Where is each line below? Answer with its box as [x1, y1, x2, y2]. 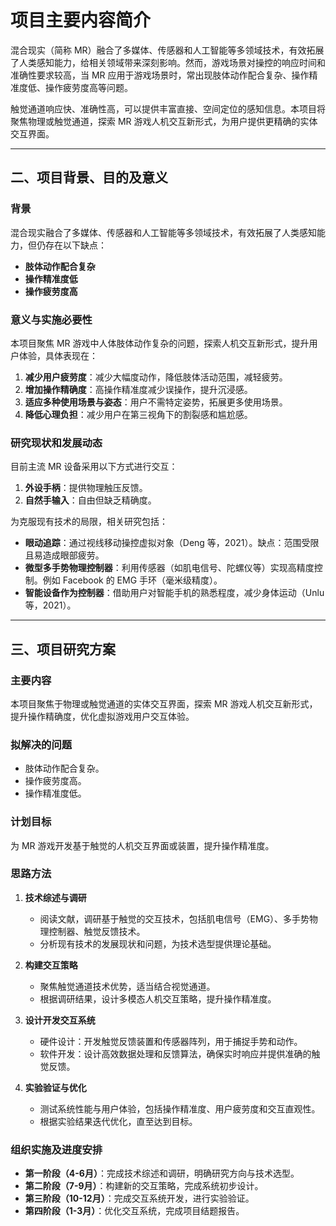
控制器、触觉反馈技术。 [48, 925, 146, 937]
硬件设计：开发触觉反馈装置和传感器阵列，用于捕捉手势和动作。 [39, 1035, 303, 1047]
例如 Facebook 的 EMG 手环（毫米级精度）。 [42, 574, 223, 586]
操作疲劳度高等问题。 [44, 81, 133, 93]
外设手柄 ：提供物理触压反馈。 [24, 482, 148, 494]
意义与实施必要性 [10, 312, 93, 326]
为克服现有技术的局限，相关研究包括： [10, 516, 168, 528]
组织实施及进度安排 [10, 1142, 103, 1156]
